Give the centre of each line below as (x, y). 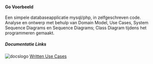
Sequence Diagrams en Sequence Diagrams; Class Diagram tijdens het (76, 28)
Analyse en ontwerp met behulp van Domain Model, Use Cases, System (77, 23)
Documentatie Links (26, 44)
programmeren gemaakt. (30, 33)
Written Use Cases (48, 56)
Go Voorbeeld (19, 7)
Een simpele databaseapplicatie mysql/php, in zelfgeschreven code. (73, 17)
